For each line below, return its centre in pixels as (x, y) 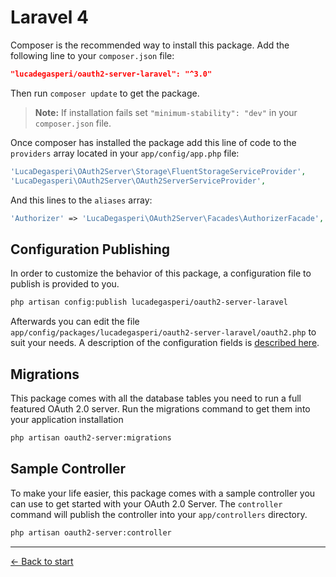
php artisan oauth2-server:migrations (91, 437)
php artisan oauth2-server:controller (91, 532)
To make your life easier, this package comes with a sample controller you (163, 493)
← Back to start (42, 561)
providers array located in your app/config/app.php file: (125, 153)
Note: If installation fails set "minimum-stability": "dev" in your (166, 112)
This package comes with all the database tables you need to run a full (156, 398)
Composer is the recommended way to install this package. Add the (150, 45)
